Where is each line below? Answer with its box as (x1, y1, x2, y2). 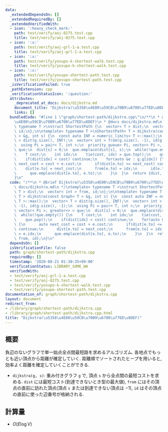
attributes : (9, 96, 35, 101)
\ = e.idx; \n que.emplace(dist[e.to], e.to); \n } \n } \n (14, 231, 153, 236)
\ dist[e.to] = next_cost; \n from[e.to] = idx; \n (14, 166, 137, 171)
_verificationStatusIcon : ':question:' (9, 91, 93, 96)
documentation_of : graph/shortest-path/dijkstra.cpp (5, 292, 117, 297)
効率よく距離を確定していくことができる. (5, 362, 90, 368)
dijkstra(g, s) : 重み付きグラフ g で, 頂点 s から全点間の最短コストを (12, 372, 155, 379)
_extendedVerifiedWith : (9, 21, 59, 27)
